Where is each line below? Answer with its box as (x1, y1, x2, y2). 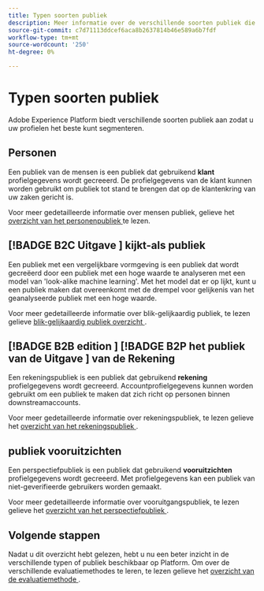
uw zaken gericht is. (8, 192, 74, 202)
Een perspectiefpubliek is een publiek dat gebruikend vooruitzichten (8, 466, 232, 475)
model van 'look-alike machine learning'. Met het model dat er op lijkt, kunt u (8, 277, 256, 286)
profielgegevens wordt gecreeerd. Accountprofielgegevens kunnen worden (8, 381, 254, 391)
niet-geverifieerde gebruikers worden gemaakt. (8, 482, 162, 492)
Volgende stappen (8, 529, 101, 542)
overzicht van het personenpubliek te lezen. (8, 216, 151, 225)
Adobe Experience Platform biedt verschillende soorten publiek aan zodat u (8, 115, 254, 125)
